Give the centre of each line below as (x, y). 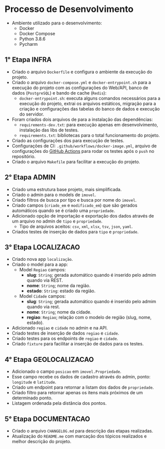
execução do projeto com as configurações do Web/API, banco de (80, 88)
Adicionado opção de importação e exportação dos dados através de (83, 216)
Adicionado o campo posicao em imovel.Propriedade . (67, 371)
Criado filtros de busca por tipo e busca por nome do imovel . (74, 200)
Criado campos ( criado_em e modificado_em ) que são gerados (75, 205)
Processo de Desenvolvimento (69, 9)
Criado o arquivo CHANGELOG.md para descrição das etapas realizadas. (82, 431)
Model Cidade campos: (42, 296)
